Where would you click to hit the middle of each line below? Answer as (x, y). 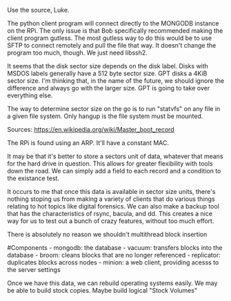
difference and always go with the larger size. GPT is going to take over (109, 88)
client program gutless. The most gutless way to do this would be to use (110, 38)
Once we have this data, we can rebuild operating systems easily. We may (112, 283)
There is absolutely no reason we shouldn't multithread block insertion (107, 234)
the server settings (34, 270)
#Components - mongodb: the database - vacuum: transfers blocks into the (115, 247)
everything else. (30, 95)
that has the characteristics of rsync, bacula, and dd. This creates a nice (110, 214)
